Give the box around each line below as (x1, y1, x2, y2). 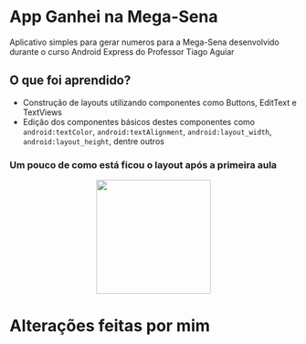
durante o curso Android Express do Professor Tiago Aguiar (9, 46, 235, 57)
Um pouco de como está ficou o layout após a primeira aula (9, 158, 277, 171)
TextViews (22, 107, 62, 118)
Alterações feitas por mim (9, 316, 210, 337)
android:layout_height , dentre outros (22, 135, 164, 147)
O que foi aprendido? (9, 73, 132, 89)
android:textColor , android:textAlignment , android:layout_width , (22, 126, 272, 137)
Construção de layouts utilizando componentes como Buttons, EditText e (22, 97, 297, 108)
